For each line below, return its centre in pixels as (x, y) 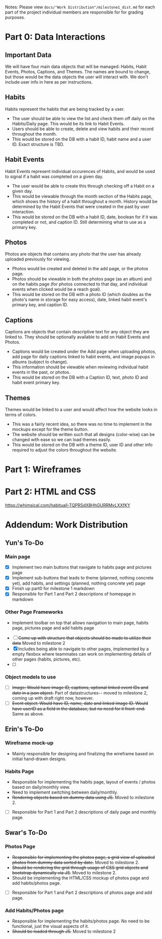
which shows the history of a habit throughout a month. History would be (85, 201)
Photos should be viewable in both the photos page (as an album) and (82, 279)
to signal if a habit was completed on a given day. (54, 176)
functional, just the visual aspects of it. (51, 926)
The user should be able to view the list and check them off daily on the (83, 118)
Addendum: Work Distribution (66, 525)
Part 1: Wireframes (43, 470)
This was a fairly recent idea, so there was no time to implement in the (82, 424)
